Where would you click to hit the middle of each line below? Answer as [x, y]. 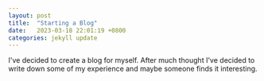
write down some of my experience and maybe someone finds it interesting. [133, 69]
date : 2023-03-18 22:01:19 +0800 [67, 30]
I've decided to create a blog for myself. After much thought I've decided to [132, 60]
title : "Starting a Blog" [53, 23]
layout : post [30, 15]
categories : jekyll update [53, 38]
